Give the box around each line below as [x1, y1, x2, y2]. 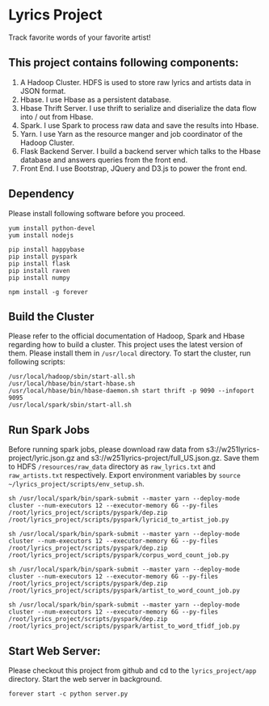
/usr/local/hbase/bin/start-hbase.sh [8, 380, 136, 388]
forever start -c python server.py [8, 690, 128, 698]
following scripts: [8, 357, 66, 367]
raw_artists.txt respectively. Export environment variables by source [8, 470, 241, 480]
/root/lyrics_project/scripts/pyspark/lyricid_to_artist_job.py [8, 516, 229, 524]
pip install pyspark [8, 253, 78, 261]
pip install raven [8, 266, 70, 274]
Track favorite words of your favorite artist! [8, 32, 151, 42]
